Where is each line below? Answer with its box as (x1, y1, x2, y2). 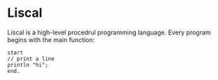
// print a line (7, 55, 55, 62)
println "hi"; (7, 61, 49, 68)
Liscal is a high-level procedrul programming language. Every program (7, 28, 212, 36)
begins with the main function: (7, 35, 95, 44)
